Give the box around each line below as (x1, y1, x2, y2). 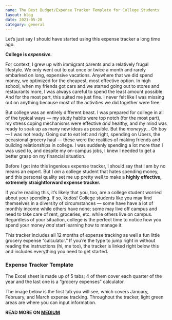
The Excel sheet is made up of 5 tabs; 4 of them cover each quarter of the (5, 273, 162, 279)
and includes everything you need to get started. (5, 249, 109, 255)
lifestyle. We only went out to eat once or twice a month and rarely (5, 67, 146, 73)
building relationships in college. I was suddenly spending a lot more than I (5, 142, 163, 148)
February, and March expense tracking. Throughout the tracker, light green (5, 294, 164, 300)
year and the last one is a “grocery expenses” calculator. (5, 278, 125, 285)
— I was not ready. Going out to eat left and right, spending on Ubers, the (5, 131, 161, 138)
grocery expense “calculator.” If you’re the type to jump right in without (5, 237, 156, 244)
